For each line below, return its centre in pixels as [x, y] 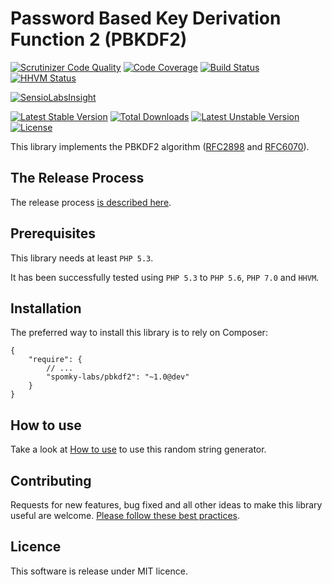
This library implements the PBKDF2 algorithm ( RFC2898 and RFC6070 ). [160, 146]
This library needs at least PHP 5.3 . [82, 258]
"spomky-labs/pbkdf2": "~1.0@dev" [118, 377]
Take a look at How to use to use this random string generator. [138, 449]
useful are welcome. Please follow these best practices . [125, 515]
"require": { [55, 360]
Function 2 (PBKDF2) [99, 39]
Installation [46, 308]
